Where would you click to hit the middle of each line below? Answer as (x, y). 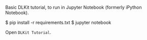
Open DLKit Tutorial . (28, 32)
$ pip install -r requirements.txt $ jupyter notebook (58, 23)
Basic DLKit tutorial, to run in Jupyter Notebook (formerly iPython (73, 7)
